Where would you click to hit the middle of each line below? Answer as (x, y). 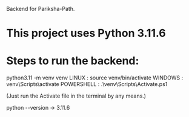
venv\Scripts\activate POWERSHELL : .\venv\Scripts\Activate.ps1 (87, 84)
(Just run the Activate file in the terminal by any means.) (76, 96)
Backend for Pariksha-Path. (41, 9)
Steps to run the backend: (73, 61)
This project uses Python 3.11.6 (86, 33)
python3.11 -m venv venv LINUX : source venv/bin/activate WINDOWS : (95, 78)
